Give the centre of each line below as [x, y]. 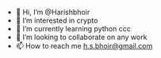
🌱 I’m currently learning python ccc [73, 29]
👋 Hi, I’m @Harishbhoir [53, 12]
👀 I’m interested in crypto [57, 20]
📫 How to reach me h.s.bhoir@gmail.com [84, 46]
